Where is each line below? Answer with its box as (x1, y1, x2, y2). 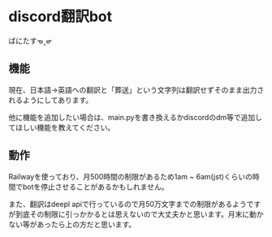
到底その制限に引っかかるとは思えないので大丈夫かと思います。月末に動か (15, 209, 264, 219)
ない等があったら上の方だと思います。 (8, 219, 136, 229)
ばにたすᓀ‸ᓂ (8, 36, 53, 45)
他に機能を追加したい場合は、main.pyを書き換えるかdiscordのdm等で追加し (8, 112, 262, 122)
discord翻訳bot (8, 7, 113, 26)
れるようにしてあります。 (8, 95, 93, 105)
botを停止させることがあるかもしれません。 (22, 182, 169, 192)
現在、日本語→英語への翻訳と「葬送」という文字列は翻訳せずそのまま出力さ (8, 84, 265, 94)
